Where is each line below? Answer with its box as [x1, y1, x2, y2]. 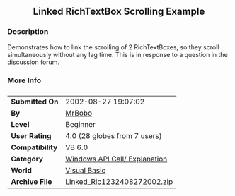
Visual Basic [65, 165, 106, 175]
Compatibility [11, 142, 58, 152]
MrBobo [65, 108, 93, 118]
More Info [7, 75, 42, 85]
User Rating [11, 130, 52, 140]
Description [7, 27, 49, 37]
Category [11, 154, 44, 164]
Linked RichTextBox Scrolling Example [33, 6, 205, 18]
